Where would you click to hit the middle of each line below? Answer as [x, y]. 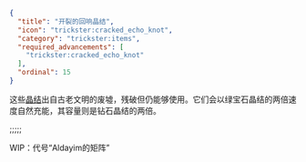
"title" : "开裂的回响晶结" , [66, 21]
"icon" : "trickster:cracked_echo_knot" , [95, 30]
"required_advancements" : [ [71, 47]
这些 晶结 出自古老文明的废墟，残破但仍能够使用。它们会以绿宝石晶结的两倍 [149, 99]
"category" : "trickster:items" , [79, 38]
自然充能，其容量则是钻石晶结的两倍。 [89, 110]
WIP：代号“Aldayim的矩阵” [60, 147]
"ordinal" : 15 [44, 73]
